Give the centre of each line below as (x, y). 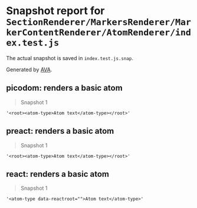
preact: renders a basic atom (60, 131)
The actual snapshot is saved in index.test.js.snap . (70, 58)
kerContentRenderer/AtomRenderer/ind (99, 33)
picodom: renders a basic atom (64, 88)
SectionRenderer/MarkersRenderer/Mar (99, 22)
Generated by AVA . (29, 70)
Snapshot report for (55, 11)
